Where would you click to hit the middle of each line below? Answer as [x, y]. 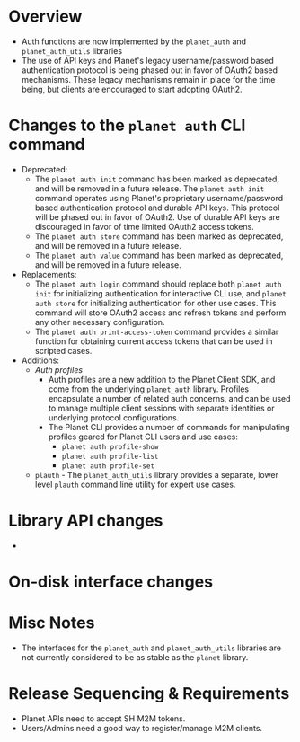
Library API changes [86, 521]
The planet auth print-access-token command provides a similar [157, 331]
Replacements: [49, 274]
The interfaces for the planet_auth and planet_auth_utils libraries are [151, 648]
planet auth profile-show [110, 446]
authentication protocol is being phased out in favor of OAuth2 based [150, 70]
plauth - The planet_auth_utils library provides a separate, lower [157, 474]
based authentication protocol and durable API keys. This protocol [157, 208]
